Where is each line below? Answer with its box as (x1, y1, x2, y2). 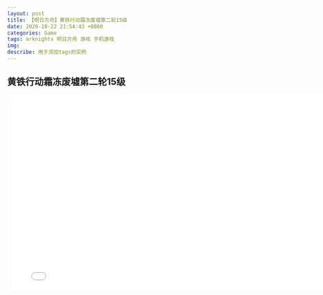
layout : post (7, 10, 45, 17)
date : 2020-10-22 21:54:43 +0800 (7, 23, 104, 30)
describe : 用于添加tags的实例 (7, 49, 87, 56)
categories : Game (7, 29, 57, 37)
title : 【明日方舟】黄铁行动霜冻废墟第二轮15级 (7, 17, 128, 23)
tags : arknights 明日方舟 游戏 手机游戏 (7, 36, 115, 43)
